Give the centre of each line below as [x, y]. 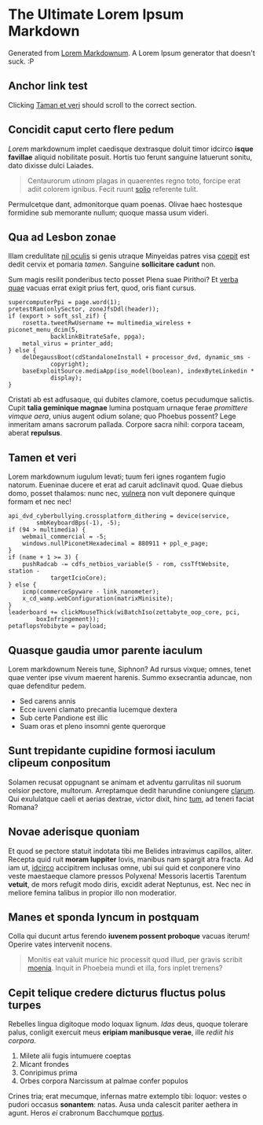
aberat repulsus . [35, 433]
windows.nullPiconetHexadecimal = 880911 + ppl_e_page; [116, 544]
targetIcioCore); [79, 578]
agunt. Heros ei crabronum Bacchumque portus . [86, 1113]
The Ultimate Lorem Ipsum [96, 15]
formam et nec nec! [40, 502]
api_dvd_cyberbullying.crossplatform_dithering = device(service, [119, 517]
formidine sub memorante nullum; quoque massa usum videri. [108, 212]
